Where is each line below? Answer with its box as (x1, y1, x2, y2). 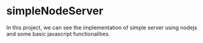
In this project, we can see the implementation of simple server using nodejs (6, 24, 198, 31)
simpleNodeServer (6, 4, 103, 18)
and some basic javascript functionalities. (6, 30, 111, 37)
